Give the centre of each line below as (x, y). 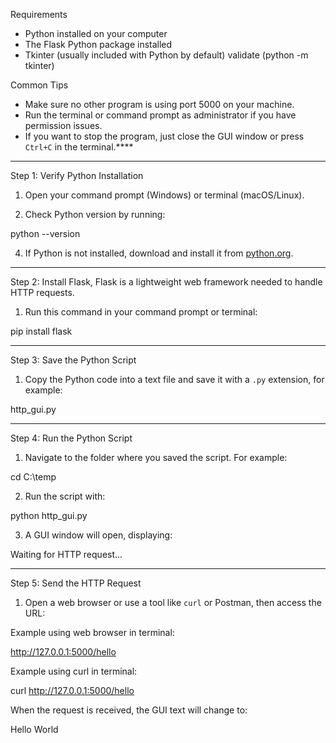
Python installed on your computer (96, 33)
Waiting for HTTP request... (66, 554)
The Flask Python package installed (98, 44)
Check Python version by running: (95, 214)
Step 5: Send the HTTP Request (76, 583)
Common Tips (39, 85)
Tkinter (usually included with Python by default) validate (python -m (166, 55)
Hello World (34, 729)
